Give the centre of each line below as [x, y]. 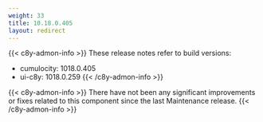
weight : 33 [26, 16]
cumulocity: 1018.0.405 [58, 69]
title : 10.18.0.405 [41, 23]
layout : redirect [37, 30]
